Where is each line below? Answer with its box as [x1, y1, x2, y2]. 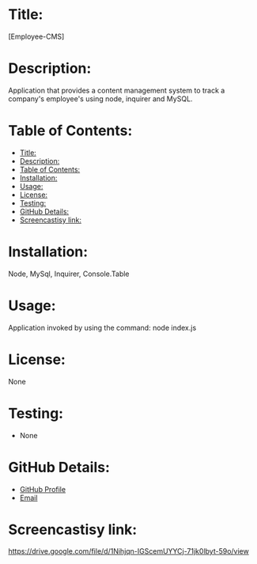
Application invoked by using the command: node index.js [8, 323, 197, 332]
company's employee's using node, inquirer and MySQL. [8, 93, 193, 104]
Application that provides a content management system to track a [8, 85, 225, 95]
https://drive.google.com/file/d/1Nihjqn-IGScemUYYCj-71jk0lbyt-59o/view [8, 547, 249, 556]
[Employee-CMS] [8, 32, 65, 41]
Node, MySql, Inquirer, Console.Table [8, 269, 130, 278]
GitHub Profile [19, 484, 66, 494]
